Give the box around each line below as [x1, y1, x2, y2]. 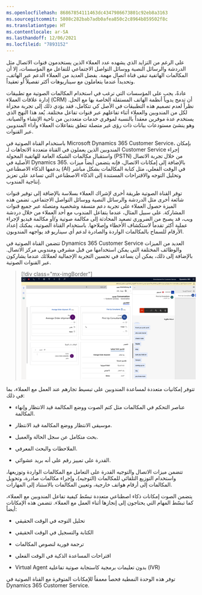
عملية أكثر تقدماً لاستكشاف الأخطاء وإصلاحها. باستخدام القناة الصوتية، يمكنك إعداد [6, 221, 188, 229]
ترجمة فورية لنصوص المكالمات [14, 540, 84, 547]
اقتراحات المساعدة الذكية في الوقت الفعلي [14, 552, 111, 560]
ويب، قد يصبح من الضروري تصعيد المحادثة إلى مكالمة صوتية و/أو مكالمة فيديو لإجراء [6, 215, 193, 222]
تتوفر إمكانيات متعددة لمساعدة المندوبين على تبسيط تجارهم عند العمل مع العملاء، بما [6, 386, 195, 393]
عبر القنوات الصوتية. [6, 259, 52, 266]
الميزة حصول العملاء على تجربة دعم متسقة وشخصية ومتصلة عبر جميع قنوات [6, 202, 177, 209]
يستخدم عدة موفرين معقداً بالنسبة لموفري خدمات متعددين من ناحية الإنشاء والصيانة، [6, 115, 194, 122]
